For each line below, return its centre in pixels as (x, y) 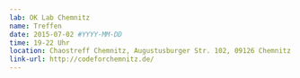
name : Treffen (36, 26)
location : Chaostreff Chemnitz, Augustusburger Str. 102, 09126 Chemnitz (150, 51)
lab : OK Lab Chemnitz (50, 17)
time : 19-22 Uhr (40, 43)
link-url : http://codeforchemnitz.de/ (82, 59)
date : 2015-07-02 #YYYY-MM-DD (66, 34)
